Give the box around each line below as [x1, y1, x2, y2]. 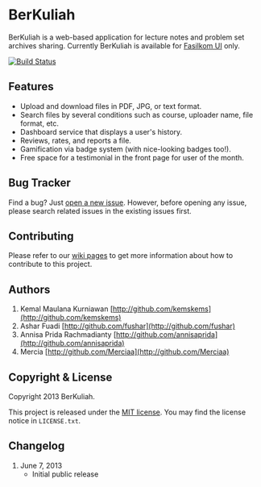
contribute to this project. [8, 260, 93, 269]
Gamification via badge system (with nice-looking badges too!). [19, 144, 231, 154]
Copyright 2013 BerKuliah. [8, 392, 95, 401]
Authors [8, 282, 51, 296]
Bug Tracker [8, 176, 71, 190]
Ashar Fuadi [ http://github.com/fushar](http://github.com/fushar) [19, 321, 236, 331]
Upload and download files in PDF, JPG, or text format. [19, 101, 202, 110]
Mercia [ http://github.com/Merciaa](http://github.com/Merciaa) [19, 347, 230, 356]
